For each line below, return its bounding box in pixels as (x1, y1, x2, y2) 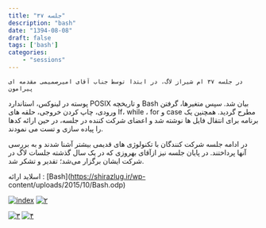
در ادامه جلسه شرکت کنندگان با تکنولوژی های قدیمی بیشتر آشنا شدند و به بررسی (8, 139, 248, 149)
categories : (8, 48, 48, 56)
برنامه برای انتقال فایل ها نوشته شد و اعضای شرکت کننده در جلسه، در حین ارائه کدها (8, 115, 259, 125)
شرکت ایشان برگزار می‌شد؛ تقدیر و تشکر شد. (8, 156, 145, 165)
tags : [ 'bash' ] (8, 41, 59, 49)
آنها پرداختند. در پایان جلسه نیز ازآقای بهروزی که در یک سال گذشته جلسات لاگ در (8, 148, 247, 157)
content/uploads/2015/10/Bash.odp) (8, 180, 126, 189)
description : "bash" (8, 19, 77, 27)
